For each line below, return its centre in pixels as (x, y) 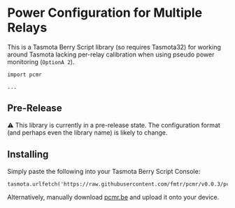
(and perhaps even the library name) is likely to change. (87, 132)
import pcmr (24, 75)
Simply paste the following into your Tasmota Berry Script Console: (104, 171)
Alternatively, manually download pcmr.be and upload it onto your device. (113, 197)
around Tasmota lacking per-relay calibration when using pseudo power (111, 54)
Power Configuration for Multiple (105, 13)
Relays (27, 28)
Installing (28, 155)
